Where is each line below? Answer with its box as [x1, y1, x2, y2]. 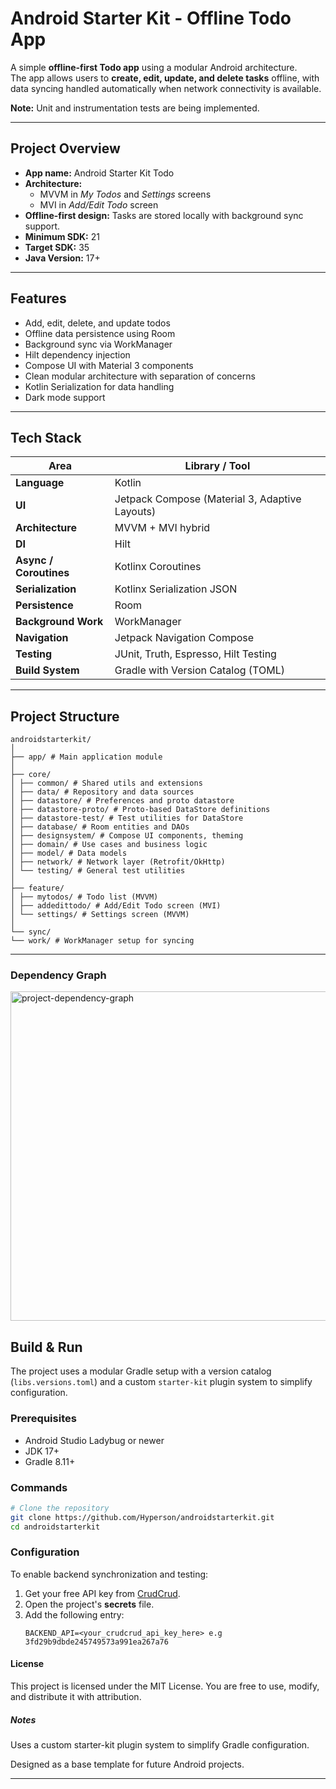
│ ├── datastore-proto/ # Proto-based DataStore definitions [10, 805, 271, 815]
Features [10, 290, 67, 307]
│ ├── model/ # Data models [10, 848, 128, 859]
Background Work [15, 615, 104, 629]
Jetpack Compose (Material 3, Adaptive [114, 492, 302, 506]
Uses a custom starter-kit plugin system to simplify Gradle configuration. [10, 1738, 310, 1751]
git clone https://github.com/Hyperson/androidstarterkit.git [10, 1512, 275, 1522]
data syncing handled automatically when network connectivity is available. [10, 82, 322, 94]
